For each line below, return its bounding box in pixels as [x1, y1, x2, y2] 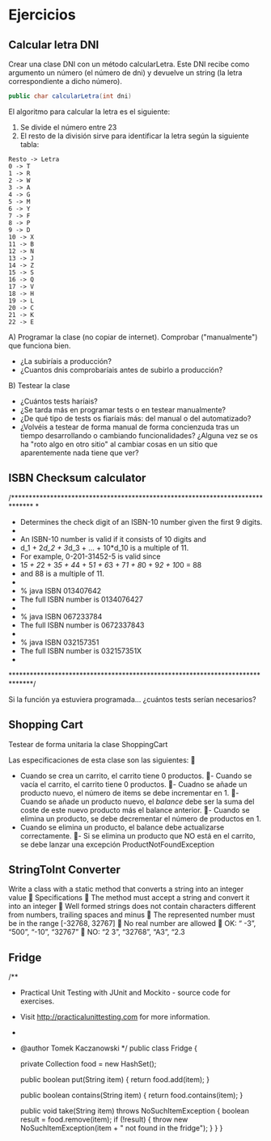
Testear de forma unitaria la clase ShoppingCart [8, 739, 168, 749]
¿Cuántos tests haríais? [19, 396, 99, 406]
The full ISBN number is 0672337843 [19, 620, 145, 630]
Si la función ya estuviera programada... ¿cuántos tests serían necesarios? [8, 694, 256, 704]
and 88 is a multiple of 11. [19, 568, 105, 578]
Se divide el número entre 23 [19, 122, 117, 132]
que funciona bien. [8, 340, 71, 350]
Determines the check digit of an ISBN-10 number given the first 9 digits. [19, 517, 263, 526]
